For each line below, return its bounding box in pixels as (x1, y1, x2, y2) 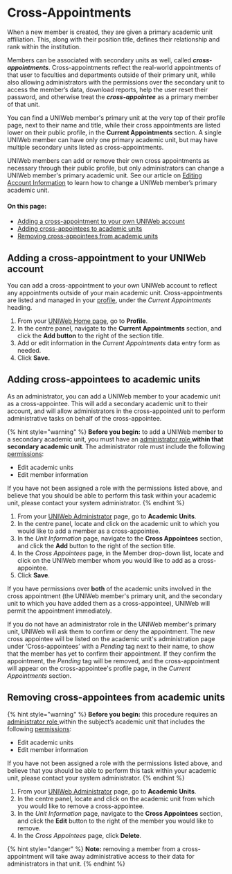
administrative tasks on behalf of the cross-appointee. (7, 414, 162, 422)
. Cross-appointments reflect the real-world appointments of (48, 63, 222, 71)
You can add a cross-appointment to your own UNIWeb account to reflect (7, 281, 217, 289)
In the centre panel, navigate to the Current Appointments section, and (17, 324, 222, 332)
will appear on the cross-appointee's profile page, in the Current (7, 664, 191, 672)
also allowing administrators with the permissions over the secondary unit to (7, 78, 225, 86)
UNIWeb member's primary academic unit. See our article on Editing (7, 171, 202, 180)
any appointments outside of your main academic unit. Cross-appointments (7, 288, 223, 297)
